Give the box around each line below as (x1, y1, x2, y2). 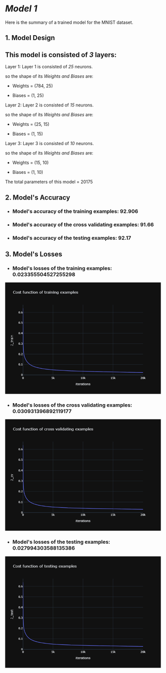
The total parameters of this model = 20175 (5, 179, 93, 185)
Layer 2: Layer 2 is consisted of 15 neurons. (5, 102, 94, 108)
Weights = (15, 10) (12, 159, 49, 166)
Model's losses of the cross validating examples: (12, 402, 132, 409)
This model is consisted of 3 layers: (5, 51, 117, 59)
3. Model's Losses (5, 250, 63, 258)
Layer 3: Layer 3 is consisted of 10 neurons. (5, 141, 94, 147)
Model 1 (5, 3, 38, 14)
